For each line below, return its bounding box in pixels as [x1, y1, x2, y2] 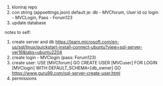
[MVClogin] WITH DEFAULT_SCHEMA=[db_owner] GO [11, 65, 121, 71]
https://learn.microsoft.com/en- [55, 39, 119, 45]
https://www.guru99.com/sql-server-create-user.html [11, 70, 121, 76]
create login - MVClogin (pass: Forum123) [11, 55, 96, 60]
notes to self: [4, 29, 31, 35]
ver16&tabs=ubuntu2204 [11, 49, 62, 55]
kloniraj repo [11, 4, 37, 10]
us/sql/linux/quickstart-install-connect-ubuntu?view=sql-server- [11, 44, 143, 50]
